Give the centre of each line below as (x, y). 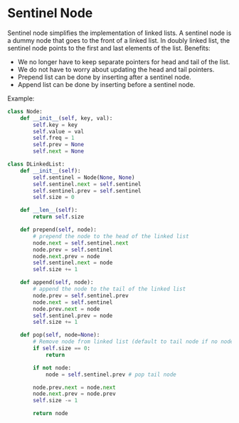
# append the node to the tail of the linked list (110, 289)
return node (51, 414)
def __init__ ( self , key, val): (67, 118)
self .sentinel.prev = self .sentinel (87, 190)
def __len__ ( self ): (49, 210)
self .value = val (58, 131)
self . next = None (58, 151)
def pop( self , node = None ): (60, 335)
